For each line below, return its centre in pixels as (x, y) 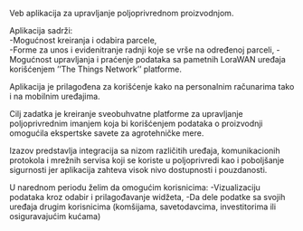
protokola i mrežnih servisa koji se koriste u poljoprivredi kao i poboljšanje (147, 160)
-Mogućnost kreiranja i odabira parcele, (83, 40)
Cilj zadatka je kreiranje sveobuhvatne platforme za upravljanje (126, 114)
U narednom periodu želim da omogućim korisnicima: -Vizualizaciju (135, 188)
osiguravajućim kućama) (55, 216)
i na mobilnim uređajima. (55, 96)
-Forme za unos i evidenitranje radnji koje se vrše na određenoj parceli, (142, 50)
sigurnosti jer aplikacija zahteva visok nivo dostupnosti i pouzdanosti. (138, 170)
